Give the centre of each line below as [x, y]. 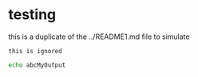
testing [32, 15]
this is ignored [35, 51]
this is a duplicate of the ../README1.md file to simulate [99, 37]
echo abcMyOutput [37, 65]
